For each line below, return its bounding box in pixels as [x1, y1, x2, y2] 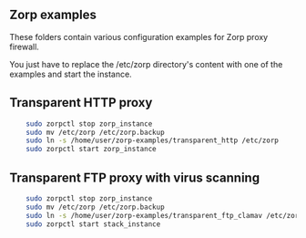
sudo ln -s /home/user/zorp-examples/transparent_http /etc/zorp [25, 136, 280, 145]
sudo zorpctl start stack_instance [25, 219, 161, 229]
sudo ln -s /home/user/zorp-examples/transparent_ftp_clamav [25, 211, 262, 220]
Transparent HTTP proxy [9, 95, 153, 110]
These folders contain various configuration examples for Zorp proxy [9, 31, 269, 42]
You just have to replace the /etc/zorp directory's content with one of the [9, 58, 283, 69]
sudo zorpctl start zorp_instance [25, 145, 157, 154]
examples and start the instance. [9, 68, 132, 79]
